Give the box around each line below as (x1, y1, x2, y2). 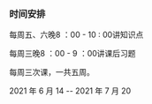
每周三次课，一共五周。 (9, 67, 95, 78)
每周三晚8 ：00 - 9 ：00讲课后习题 (9, 48, 136, 59)
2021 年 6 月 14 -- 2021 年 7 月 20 (9, 85, 132, 96)
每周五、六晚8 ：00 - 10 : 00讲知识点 (9, 29, 144, 41)
